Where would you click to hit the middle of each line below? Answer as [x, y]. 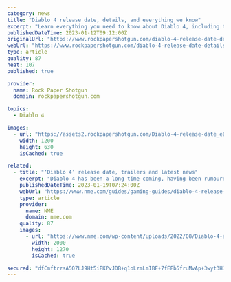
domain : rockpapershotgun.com [56, 97]
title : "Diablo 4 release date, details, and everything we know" [104, 20]
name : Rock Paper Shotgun [51, 90]
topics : [18, 109]
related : [20, 166]
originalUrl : [26, 39]
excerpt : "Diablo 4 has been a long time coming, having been [110, 179]
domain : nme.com [48, 217]
